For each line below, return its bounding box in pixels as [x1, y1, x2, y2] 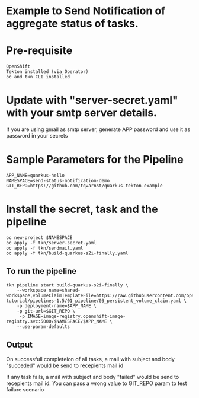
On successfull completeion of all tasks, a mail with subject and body [6, 355, 175, 362]
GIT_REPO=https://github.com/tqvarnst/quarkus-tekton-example [6, 183, 163, 189]
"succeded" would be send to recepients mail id [6, 362, 124, 369]
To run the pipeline [6, 266, 77, 276]
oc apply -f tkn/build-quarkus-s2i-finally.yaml [6, 250, 129, 256]
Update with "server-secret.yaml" [6, 94, 179, 107]
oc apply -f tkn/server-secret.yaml [6, 240, 97, 246]
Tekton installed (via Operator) [6, 69, 89, 75]
